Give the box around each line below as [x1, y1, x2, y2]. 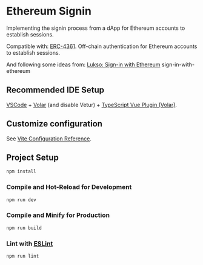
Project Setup [6, 152, 59, 162]
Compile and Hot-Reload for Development [6, 183, 132, 191]
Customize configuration [6, 119, 103, 129]
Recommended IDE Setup [6, 85, 105, 95]
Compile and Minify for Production [6, 211, 110, 219]
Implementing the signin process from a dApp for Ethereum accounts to [6, 24, 185, 32]
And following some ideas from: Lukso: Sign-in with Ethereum [6, 61, 161, 68]
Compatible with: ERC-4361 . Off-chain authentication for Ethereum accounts [6, 43, 198, 50]
